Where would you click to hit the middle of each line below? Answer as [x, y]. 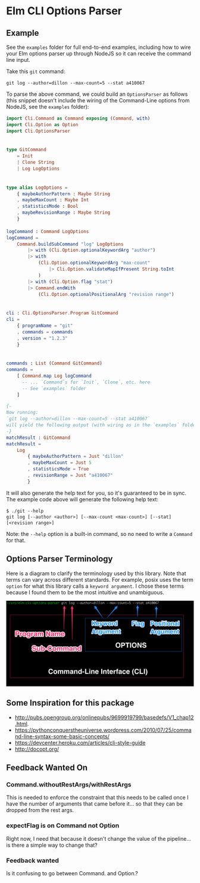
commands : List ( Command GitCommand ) [54, 364]
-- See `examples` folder [54, 388]
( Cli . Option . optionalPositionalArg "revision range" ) [106, 294]
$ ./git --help [25, 511]
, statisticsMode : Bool [48, 207]
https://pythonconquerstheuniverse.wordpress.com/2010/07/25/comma [103, 730]
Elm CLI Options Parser [64, 11]
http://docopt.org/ [37, 749]
